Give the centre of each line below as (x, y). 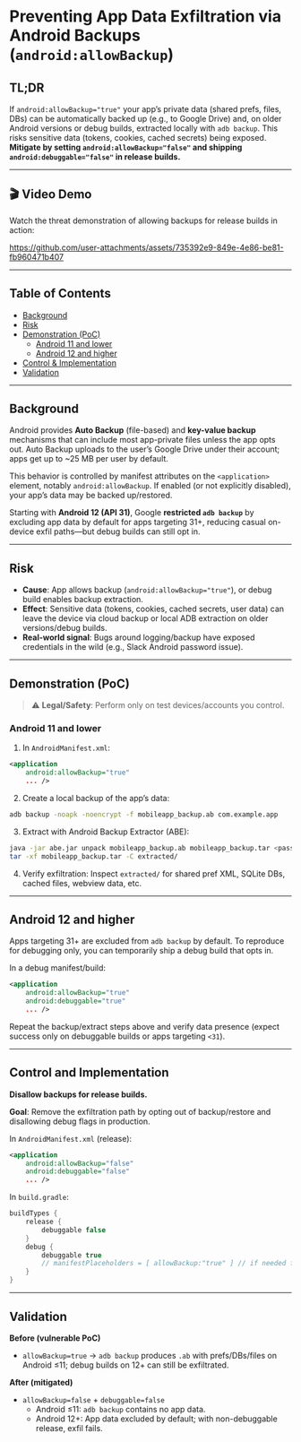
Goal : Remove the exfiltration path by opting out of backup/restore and (140, 1111)
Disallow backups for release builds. (78, 1094)
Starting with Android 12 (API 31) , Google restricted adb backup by (132, 513)
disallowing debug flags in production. (80, 1121)
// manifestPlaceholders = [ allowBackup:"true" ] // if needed (164, 1264)
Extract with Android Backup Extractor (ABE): (106, 832)
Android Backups (75, 35)
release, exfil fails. (69, 1428)
